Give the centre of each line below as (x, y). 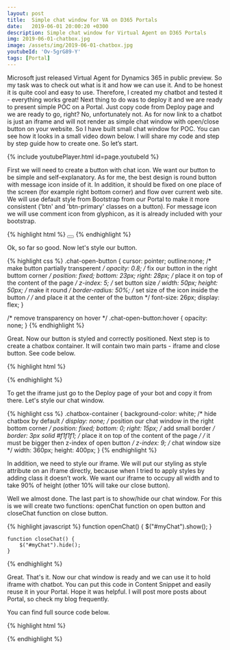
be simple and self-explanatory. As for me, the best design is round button (112, 177)
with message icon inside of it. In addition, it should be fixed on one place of (115, 184)
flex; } (15, 304)
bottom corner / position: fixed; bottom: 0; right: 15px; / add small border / (111, 428)
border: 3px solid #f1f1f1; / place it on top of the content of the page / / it (109, 435)
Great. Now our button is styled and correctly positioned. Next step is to (108, 338)
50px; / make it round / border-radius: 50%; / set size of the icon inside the (113, 290)
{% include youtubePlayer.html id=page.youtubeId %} (83, 156)
